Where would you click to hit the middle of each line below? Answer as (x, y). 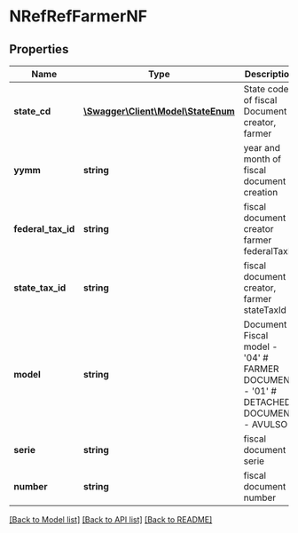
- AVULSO (266, 424)
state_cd (32, 111)
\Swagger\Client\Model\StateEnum (159, 111)
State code (266, 89)
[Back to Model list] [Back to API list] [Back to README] (111, 520)
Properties (39, 49)
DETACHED (267, 402)
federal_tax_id (44, 229)
